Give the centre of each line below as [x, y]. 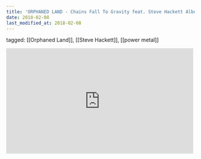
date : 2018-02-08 [28, 17]
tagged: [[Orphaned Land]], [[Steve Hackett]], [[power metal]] [83, 40]
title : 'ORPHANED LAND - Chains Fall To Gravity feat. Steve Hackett [95, 12]
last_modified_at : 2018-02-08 [44, 23]
